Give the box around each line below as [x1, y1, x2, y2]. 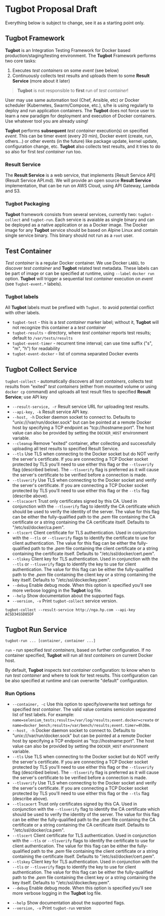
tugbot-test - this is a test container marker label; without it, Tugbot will [12, 319, 159, 325]
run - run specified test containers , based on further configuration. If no [5, 647, 151, 653]
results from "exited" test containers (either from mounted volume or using [5, 384, 157, 390]
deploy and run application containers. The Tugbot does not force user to [5, 107, 155, 113]
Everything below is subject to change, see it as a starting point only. [5, 20, 145, 26]
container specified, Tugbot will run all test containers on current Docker [5, 653, 153, 658]
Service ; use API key [5, 394, 48, 400]
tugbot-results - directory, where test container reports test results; [12, 330, 151, 336]
